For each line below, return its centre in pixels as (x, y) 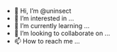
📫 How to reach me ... (47, 41)
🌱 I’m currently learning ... (52, 26)
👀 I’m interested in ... (44, 18)
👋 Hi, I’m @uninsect (43, 11)
